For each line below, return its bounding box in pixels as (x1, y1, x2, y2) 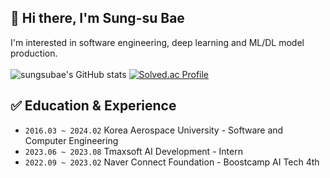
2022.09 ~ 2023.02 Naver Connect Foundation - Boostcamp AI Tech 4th (24, 156, 320, 168)
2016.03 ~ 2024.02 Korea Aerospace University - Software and (24, 124, 284, 136)
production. (10, 47, 58, 59)
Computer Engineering (24, 134, 119, 146)
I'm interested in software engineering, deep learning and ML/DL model (10, 36, 305, 48)
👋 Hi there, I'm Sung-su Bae (10, 10, 185, 27)
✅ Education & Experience (10, 97, 177, 115)
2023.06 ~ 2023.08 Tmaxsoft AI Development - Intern (24, 145, 243, 157)
